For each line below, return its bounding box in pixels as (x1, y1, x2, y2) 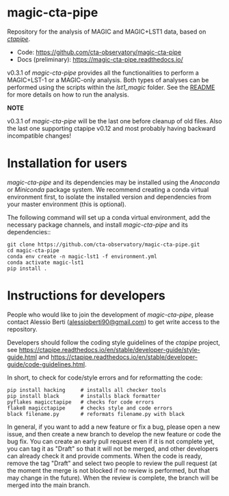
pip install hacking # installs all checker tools (7, 386, 167, 393)
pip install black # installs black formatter (7, 393, 161, 399)
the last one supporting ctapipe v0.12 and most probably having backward (7, 124, 216, 132)
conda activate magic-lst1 (7, 259, 84, 266)
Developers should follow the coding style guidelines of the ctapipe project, (7, 338, 221, 347)
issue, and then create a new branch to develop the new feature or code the (7, 430, 221, 438)
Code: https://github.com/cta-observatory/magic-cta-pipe (16, 48, 182, 56)
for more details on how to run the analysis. (7, 90, 129, 99)
